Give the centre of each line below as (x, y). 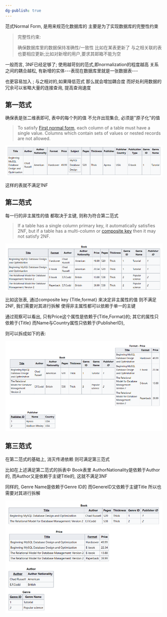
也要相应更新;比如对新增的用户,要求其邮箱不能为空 (69, 54)
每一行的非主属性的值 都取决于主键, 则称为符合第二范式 (62, 215)
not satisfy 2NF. (34, 236)
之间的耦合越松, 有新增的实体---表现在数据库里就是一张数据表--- (72, 71)
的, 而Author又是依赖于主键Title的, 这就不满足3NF (56, 476)
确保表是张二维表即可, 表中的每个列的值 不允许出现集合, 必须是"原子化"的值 (82, 118)
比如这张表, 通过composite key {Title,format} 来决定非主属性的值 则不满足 (81, 299)
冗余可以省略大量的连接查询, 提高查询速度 (48, 87)
